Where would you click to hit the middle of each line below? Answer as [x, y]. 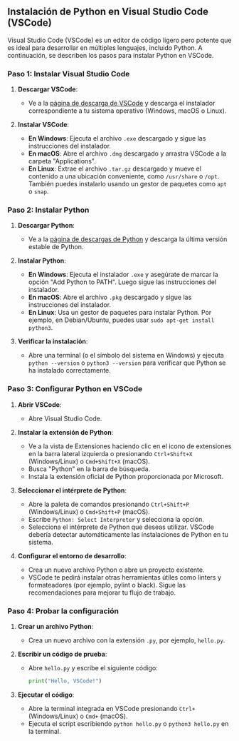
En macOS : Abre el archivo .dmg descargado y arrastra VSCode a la [127, 153]
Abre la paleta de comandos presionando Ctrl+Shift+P [109, 504]
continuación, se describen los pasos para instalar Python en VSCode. [111, 55]
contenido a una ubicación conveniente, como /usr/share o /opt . [124, 176]
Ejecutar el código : [46, 695]
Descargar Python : [46, 226]
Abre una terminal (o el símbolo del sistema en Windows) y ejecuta [126, 356]
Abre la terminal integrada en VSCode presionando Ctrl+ [112, 708]
